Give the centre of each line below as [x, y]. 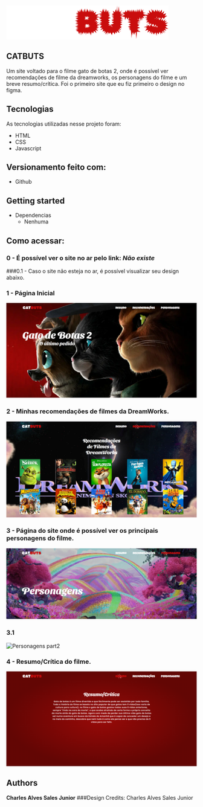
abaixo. [15, 277]
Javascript [28, 148]
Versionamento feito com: [56, 168]
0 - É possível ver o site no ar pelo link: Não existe [81, 258]
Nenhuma [36, 222]
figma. [14, 90]
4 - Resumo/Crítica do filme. [49, 661]
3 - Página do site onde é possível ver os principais [82, 531]
